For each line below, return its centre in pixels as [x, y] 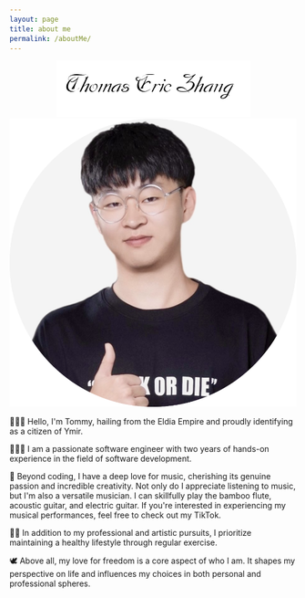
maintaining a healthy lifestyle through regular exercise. [114, 542]
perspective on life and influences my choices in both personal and [135, 573]
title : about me [40, 29]
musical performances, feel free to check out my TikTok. [115, 515]
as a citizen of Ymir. [46, 431]
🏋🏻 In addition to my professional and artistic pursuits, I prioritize [131, 532]
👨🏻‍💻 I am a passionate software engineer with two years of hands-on [140, 448]
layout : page [34, 19]
